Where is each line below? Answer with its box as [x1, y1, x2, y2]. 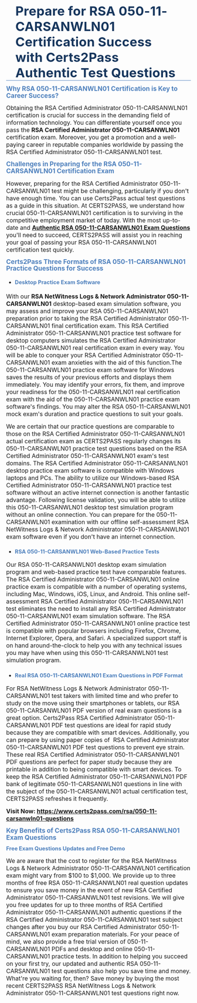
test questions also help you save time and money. [52, 967, 191, 975]
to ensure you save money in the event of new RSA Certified [6, 886, 173, 894]
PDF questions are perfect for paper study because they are [6, 758, 172, 766]
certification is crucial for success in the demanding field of [6, 111, 171, 119]
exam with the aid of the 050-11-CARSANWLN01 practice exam [6, 395, 180, 403]
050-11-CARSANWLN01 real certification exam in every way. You [6, 343, 185, 352]
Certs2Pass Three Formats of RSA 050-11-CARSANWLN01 [6, 257, 186, 266]
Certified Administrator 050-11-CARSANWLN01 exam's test [6, 452, 169, 460]
